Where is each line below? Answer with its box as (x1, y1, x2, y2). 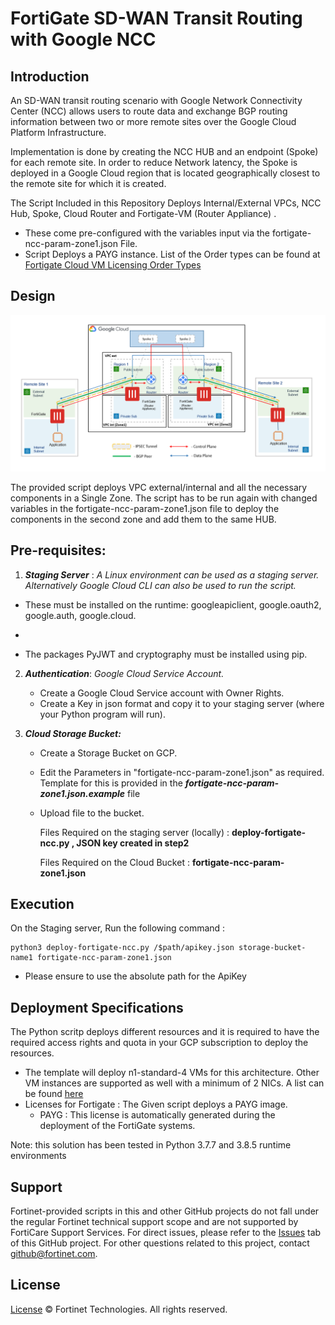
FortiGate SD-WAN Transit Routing (10, 7, 303, 30)
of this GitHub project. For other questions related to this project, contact (10, 1237, 310, 1249)
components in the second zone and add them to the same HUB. (10, 513, 277, 525)
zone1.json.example (39, 787, 126, 799)
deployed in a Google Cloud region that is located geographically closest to (10, 167, 321, 179)
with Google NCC (10, 28, 157, 51)
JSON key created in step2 (76, 837, 190, 849)
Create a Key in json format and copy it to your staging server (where (39, 697, 325, 709)
